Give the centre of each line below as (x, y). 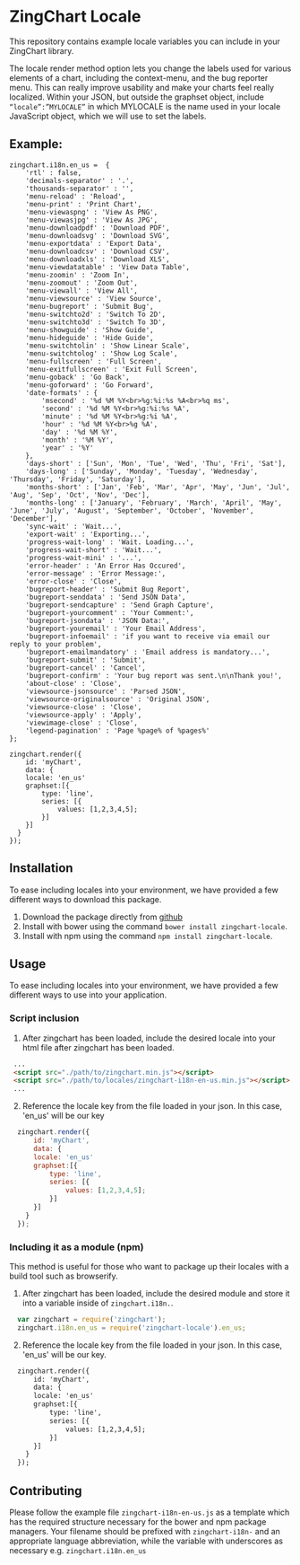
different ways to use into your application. (88, 995)
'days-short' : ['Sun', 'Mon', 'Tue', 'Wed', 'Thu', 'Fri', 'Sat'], (156, 463)
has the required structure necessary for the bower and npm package (138, 1522)
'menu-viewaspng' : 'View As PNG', (92, 212)
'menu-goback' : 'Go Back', (77, 377)
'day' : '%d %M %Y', (80, 432)
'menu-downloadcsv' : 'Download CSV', (98, 251)
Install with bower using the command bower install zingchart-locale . (155, 926)
